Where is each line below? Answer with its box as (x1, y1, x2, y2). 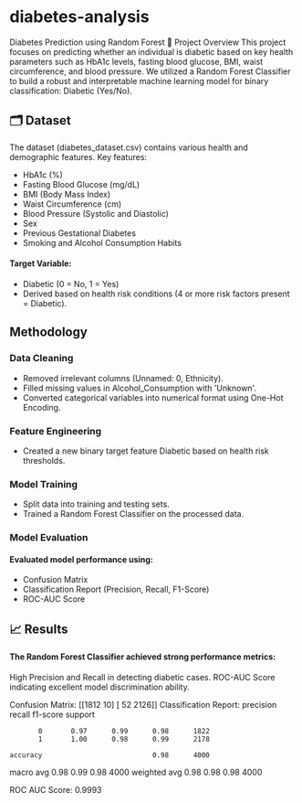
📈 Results (9, 621, 68, 637)
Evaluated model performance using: (9, 553, 153, 564)
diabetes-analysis (9, 6, 150, 27)
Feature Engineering (9, 424, 102, 437)
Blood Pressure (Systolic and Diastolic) (22, 208, 169, 219)
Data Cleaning (9, 352, 74, 365)
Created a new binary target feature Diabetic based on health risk (22, 445, 269, 456)
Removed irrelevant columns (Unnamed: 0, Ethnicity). (22, 372, 224, 383)
